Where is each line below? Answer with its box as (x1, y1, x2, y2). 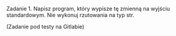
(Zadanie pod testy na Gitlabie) (6, 23, 85, 30)
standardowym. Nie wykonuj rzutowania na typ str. (6, 11, 135, 19)
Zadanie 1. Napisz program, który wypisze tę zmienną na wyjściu (6, 5, 170, 12)
